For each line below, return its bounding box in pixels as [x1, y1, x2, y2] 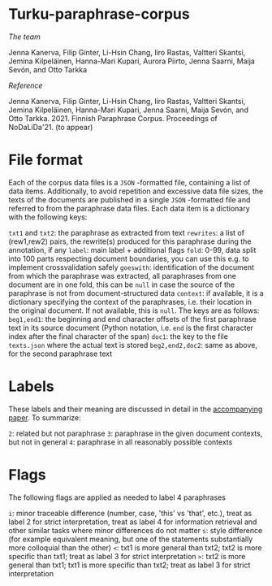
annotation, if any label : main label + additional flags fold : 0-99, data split [8, 245, 257, 254]
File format [8, 151, 84, 169]
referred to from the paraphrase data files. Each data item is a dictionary [8, 203, 250, 213]
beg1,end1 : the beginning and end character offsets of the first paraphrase [8, 314, 257, 323]
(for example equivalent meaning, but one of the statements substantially [8, 534, 253, 544]
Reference [8, 80, 43, 90]
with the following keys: [8, 212, 88, 222]
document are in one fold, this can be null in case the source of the [8, 280, 235, 289]
